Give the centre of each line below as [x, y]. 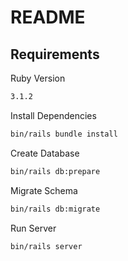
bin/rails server [46, 246]
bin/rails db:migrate [55, 209]
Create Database [45, 153]
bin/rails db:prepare [55, 171]
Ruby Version [38, 78]
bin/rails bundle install [64, 134]
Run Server [33, 228]
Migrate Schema [44, 190]
